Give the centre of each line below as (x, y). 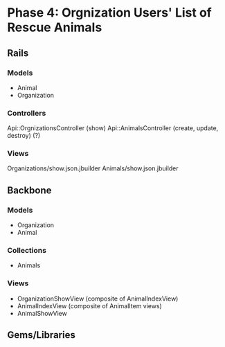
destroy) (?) (24, 136)
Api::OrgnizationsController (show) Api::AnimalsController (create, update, (113, 128)
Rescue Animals (55, 27)
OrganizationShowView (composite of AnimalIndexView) (98, 299)
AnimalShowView (42, 313)
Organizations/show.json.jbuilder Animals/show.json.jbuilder (93, 168)
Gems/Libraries (42, 335)
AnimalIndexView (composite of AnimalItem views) (90, 305)
